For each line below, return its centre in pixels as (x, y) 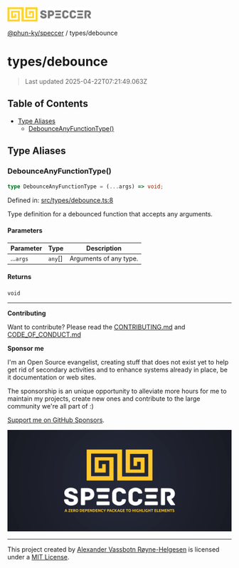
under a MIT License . (38, 557)
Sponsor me (26, 348)
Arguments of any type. (104, 258)
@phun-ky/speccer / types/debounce (63, 33)
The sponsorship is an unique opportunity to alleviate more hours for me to (117, 391)
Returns (20, 277)
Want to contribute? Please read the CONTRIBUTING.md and (96, 327)
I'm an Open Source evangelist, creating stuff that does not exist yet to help (118, 362)
